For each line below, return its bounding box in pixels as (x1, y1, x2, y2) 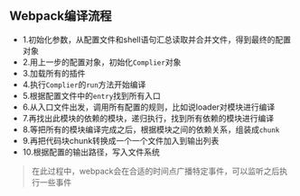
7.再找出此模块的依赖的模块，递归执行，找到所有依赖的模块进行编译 (22, 112, 275, 123)
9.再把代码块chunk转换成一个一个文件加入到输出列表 (22, 135, 220, 146)
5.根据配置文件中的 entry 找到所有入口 (22, 90, 161, 101)
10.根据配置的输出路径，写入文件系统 (22, 147, 160, 157)
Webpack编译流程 (9, 8, 112, 24)
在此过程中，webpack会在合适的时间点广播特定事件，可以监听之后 (31, 165, 280, 176)
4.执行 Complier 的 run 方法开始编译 (22, 79, 146, 90)
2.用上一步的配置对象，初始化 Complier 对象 (22, 57, 182, 67)
